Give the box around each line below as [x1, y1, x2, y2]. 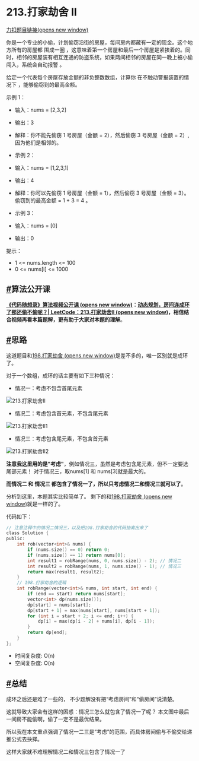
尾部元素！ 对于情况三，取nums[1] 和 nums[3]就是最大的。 [6, 467, 149, 475]
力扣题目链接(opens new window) [6, 26, 89, 33]
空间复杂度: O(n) [14, 659, 55, 667]
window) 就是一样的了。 [6, 500, 64, 508]
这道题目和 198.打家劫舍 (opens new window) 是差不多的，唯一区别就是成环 [6, 351, 188, 359]
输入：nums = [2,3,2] [14, 106, 67, 113]
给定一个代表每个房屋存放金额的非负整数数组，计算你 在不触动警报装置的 [6, 74, 184, 81]
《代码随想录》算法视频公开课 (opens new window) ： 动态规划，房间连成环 [6, 301, 190, 308]
